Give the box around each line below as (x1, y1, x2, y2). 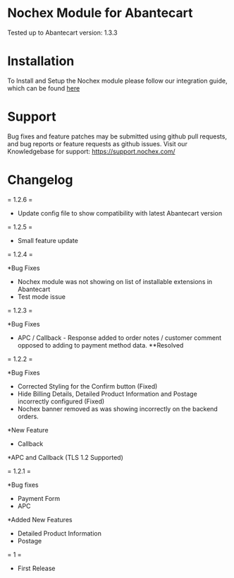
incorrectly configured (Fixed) (17, 397, 105, 406)
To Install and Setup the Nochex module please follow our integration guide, (7, 76, 228, 85)
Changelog (7, 172, 73, 188)
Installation (7, 53, 75, 69)
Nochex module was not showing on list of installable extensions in (17, 277, 213, 285)
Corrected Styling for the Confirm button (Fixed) (17, 382, 158, 390)
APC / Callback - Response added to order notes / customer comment (17, 334, 222, 342)
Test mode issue (17, 292, 66, 301)
